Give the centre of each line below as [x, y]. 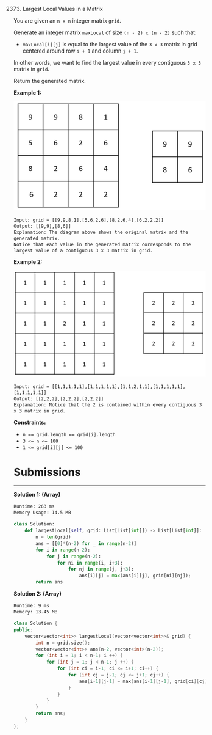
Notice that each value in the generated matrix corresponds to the [102, 245]
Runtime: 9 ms [32, 606]
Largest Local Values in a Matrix [62, 9]
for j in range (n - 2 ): [74, 556]
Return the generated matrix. [50, 81]
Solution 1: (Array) [37, 495]
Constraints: [30, 422]
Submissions [47, 472]
